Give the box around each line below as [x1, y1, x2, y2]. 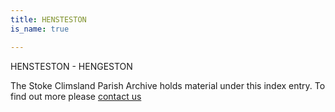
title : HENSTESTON [10, 14, 87, 25]
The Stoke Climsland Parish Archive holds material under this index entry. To [10, 79, 326, 91]
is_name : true [10, 24, 70, 34]
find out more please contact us [10, 90, 142, 102]
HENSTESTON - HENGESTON [10, 60, 133, 72]
